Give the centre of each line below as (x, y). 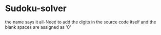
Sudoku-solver (36, 9)
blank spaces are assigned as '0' (38, 27)
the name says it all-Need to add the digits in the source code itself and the (80, 22)
